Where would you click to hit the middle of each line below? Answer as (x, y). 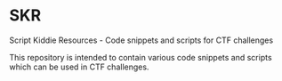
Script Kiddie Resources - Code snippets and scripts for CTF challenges (141, 40)
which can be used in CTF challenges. (79, 67)
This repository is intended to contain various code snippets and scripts (141, 57)
